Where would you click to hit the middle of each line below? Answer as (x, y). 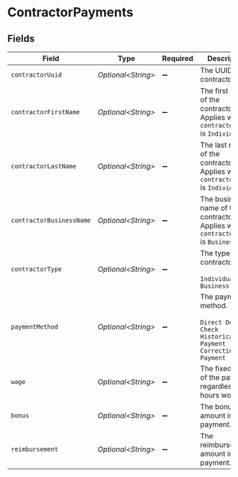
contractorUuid (36, 75)
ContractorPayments (70, 12)
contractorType (36, 269)
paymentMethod (35, 327)
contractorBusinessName (51, 220)
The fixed (216, 368)
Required (177, 59)
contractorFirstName (45, 112)
